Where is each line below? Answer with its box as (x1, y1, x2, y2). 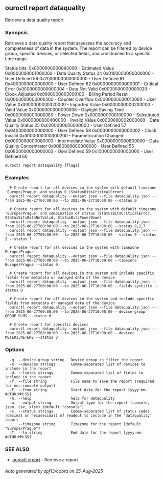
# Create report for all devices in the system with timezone (9, 245, 139, 250)
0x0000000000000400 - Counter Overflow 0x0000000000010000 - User (5, 96, 157, 102)
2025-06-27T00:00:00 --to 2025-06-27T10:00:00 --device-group (16, 309, 146, 314)
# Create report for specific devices (9, 322, 89, 327)
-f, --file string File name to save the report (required (9, 379, 154, 384)
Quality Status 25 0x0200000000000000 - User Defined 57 (5, 122, 126, 129)
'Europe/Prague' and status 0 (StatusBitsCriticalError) (5, 190, 124, 195)
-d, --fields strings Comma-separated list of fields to (9, 370, 143, 375)
